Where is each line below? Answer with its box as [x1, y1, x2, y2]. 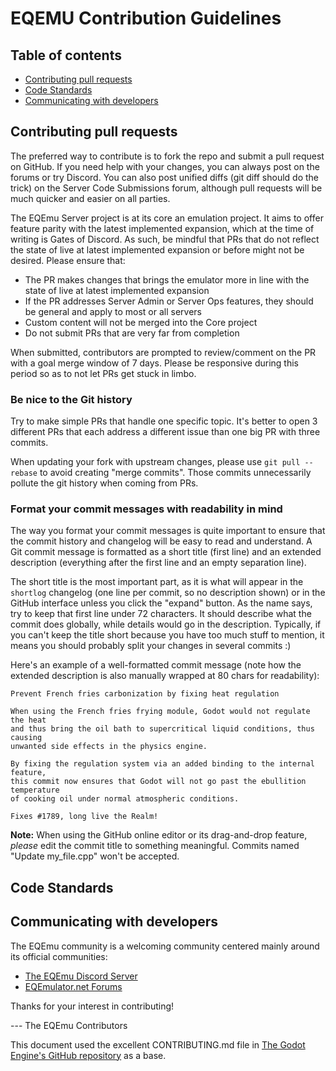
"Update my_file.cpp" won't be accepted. [10, 850, 180, 862]
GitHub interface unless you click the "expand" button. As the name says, [10, 597, 313, 609]
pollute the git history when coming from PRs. [10, 477, 199, 489]
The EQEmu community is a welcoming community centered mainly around [10, 940, 320, 952]
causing [10, 733, 43, 743]
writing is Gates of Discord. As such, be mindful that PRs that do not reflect [10, 233, 320, 245]
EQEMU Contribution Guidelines [10, 7, 282, 30]
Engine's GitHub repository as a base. [10, 1049, 167, 1061]
